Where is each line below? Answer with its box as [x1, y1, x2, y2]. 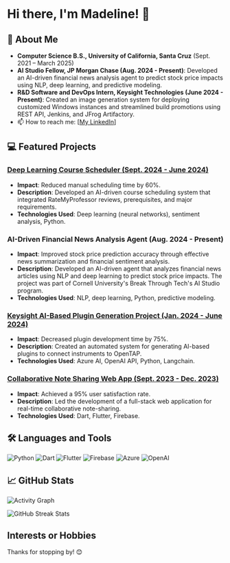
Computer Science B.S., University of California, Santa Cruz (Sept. [16, 51, 211, 60]
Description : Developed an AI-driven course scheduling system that [16, 188, 211, 196]
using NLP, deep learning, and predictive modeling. [16, 81, 163, 89]
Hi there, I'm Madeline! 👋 [7, 6, 150, 22]
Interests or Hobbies [7, 529, 96, 541]
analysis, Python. [16, 217, 66, 225]
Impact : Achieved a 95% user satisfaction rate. [16, 389, 151, 398]
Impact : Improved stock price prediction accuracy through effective [16, 250, 209, 258]
